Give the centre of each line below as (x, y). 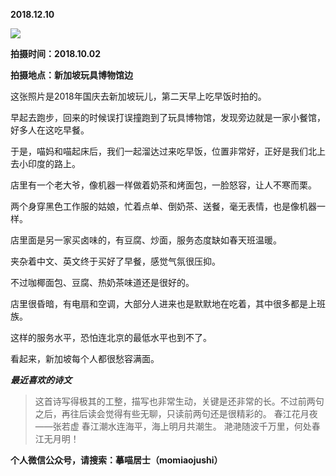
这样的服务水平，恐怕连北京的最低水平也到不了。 (111, 337)
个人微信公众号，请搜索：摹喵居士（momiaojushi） (116, 460)
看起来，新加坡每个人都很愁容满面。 (85, 358)
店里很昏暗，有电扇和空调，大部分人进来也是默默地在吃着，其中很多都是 (159, 303)
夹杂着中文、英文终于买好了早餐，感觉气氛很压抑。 (115, 261)
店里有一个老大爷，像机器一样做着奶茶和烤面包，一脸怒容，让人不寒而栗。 (163, 185)
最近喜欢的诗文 (41, 380)
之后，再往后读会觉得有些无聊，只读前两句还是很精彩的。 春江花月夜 (176, 413)
